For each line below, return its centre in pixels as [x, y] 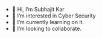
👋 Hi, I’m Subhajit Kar [38, 9]
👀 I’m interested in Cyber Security [54, 16]
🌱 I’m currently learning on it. [48, 22]
